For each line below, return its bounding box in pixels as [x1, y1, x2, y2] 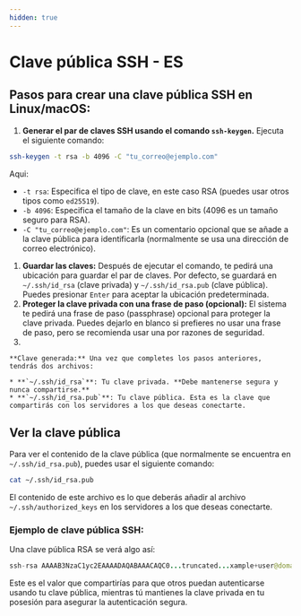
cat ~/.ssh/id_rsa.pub [9, 476, 94, 485]
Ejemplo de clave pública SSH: [9, 524, 144, 536]
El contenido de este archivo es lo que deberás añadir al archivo [9, 492, 246, 503]
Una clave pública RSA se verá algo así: [9, 544, 156, 555]
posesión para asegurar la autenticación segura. [9, 597, 188, 608]
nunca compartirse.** [9, 385, 90, 395]
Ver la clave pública [9, 425, 121, 440]
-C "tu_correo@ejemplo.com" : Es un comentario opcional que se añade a [21, 223, 289, 234]
